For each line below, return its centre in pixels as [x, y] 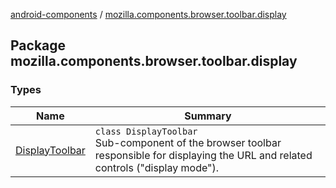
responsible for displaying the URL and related [203, 155]
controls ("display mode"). [157, 167]
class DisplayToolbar [146, 131]
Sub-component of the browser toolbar [188, 142]
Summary [208, 116]
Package [38, 45]
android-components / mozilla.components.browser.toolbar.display [148, 14]
